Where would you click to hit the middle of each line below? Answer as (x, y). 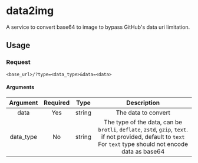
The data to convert (143, 113)
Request (18, 62)
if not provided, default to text (143, 137)
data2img (30, 11)
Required (57, 103)
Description (143, 103)
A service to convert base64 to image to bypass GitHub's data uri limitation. (98, 27)
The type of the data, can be (143, 122)
